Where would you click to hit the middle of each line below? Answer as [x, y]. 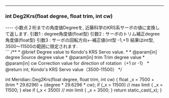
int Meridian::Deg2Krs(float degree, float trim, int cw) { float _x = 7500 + [80, 79]
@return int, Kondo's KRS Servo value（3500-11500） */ [64, 69]
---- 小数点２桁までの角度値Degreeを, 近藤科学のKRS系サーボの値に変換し [82, 27]
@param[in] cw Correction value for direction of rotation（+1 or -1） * [77, 63]
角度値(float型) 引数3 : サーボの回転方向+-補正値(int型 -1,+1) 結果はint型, [80, 40]
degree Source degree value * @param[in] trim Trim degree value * [75, 57]
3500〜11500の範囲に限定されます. [41, 46]
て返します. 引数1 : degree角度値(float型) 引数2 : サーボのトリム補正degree [82, 34]
